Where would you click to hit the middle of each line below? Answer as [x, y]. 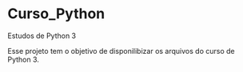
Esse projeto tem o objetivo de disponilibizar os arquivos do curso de [121, 51]
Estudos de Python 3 [42, 36]
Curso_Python [56, 14]
